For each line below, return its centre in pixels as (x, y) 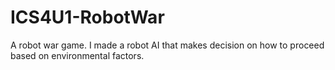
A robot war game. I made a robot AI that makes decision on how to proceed (167, 45)
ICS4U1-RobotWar (87, 17)
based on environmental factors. (77, 55)
